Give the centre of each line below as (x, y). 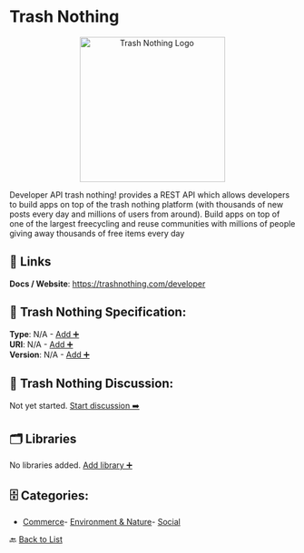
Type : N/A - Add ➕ (44, 334)
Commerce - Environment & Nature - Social (102, 522)
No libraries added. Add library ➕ (71, 465)
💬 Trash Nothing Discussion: (92, 383)
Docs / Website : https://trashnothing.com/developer (108, 284)
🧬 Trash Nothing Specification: (98, 312)
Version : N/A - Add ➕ (50, 354)
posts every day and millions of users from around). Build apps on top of (145, 214)
